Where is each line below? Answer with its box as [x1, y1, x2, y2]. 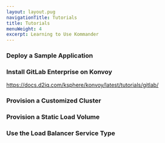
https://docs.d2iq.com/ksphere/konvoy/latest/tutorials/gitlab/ [6, 81, 159, 88]
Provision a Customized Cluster [6, 96, 101, 105]
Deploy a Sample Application [6, 52, 93, 60]
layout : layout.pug [6, 8, 56, 15]
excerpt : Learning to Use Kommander [6, 32, 99, 38]
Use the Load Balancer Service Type [6, 129, 115, 138]
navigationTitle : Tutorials [6, 15, 78, 21]
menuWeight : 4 [6, 25, 42, 32]
